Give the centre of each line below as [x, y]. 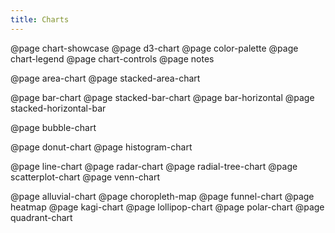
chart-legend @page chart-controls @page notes [112, 58]
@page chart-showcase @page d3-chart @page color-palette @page [154, 48]
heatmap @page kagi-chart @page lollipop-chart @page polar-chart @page [167, 207]
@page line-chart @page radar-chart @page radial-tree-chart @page [154, 166]
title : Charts [40, 19]
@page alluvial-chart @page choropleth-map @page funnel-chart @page [162, 196]
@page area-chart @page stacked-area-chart [105, 78]
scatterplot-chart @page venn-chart [85, 177]
